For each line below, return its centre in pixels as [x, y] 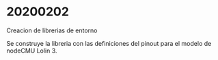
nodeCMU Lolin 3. [32, 51]
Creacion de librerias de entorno [52, 30]
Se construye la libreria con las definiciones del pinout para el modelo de [109, 43]
